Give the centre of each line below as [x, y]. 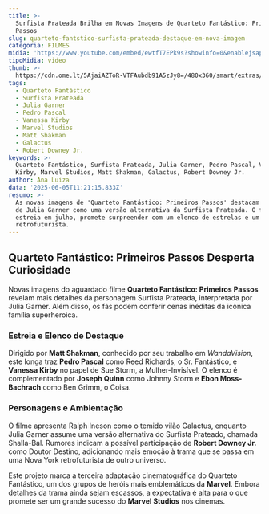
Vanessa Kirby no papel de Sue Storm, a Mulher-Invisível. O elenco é [123, 370]
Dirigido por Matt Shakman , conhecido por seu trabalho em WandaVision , [131, 353]
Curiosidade [40, 270]
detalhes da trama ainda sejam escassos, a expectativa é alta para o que [128, 492]
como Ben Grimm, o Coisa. [87, 387]
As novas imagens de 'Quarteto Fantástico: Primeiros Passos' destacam [138, 202]
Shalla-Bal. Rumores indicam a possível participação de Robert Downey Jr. [132, 443]
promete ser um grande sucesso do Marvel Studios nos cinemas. [117, 501]
